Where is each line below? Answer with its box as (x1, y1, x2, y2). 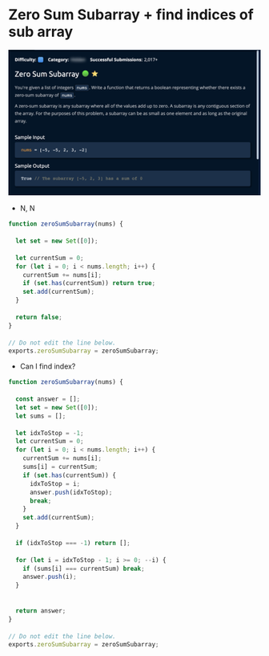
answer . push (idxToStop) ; (29, 488, 113, 496)
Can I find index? (19, 361, 76, 371)
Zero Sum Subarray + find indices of (8, 6, 254, 24)
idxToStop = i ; (29, 479, 81, 487)
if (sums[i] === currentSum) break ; (22, 564, 146, 572)
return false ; (15, 313, 62, 321)
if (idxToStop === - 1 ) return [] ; (15, 539, 130, 547)
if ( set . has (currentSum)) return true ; (22, 279, 156, 287)
